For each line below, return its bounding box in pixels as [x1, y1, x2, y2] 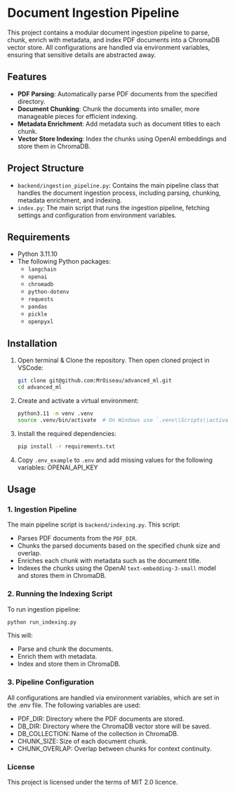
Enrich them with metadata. [17, 652, 98, 661]
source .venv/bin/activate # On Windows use [17, 416, 153, 423]
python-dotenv [27, 288, 69, 296]
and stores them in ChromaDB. [17, 572, 107, 580]
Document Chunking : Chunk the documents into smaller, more [17, 104, 200, 113]
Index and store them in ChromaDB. [17, 659, 121, 669]
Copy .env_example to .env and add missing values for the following [17, 456, 213, 464]
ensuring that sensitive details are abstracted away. [7, 51, 156, 59]
